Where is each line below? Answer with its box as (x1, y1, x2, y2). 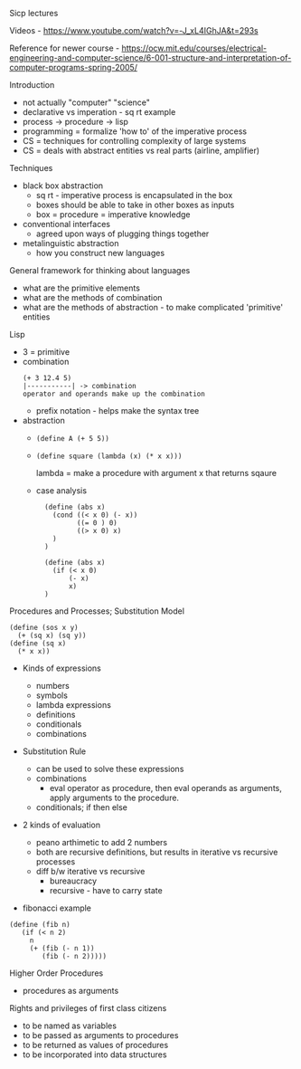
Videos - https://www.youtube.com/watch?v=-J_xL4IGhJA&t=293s (9, 25, 259, 35)
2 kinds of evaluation (22, 819, 101, 830)
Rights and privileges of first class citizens (9, 1003, 167, 1013)
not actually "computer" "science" (22, 97, 151, 108)
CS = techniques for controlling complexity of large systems (22, 136, 247, 146)
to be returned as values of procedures (22, 1040, 169, 1050)
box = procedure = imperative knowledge (35, 209, 191, 220)
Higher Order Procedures (9, 968, 104, 978)
